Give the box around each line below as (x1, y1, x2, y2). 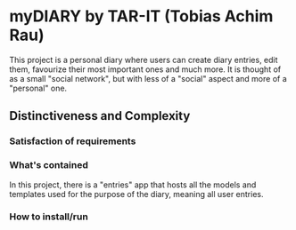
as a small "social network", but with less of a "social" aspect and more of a (9, 73, 287, 83)
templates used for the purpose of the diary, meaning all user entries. (9, 188, 264, 199)
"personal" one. (9, 83, 68, 93)
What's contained (9, 159, 89, 171)
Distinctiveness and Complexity (9, 108, 191, 123)
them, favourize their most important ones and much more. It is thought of (9, 64, 282, 75)
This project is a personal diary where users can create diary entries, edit (9, 54, 278, 65)
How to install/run (9, 210, 89, 223)
